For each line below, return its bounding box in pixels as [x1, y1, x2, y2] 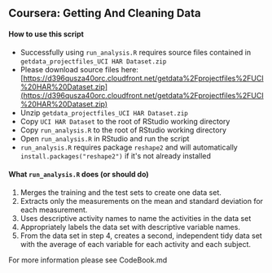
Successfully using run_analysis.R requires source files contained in [20, 47, 251, 57]
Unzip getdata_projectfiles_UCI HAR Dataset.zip [20, 107, 189, 117]
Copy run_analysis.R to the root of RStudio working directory [20, 125, 226, 135]
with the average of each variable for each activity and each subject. [20, 239, 251, 249]
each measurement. [20, 205, 88, 214]
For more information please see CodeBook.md [8, 255, 168, 265]
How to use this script [8, 28, 84, 39]
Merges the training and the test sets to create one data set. [20, 187, 222, 197]
